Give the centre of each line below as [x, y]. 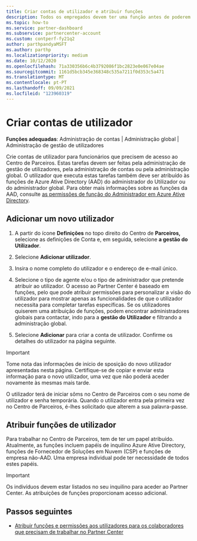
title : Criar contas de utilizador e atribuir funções [75, 11]
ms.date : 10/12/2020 [31, 61]
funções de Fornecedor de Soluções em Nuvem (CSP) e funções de [89, 452]
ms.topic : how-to [27, 22]
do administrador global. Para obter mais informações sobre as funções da [97, 188]
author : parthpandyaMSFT [36, 45]
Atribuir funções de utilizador [61, 425]
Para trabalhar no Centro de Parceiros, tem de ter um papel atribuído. [90, 439]
